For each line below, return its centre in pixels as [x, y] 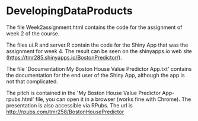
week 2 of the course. [33, 33]
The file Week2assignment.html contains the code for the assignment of [94, 27]
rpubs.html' [20, 99]
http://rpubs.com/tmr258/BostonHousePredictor [65, 112]
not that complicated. [32, 81]
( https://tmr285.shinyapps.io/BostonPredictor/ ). [64, 57]
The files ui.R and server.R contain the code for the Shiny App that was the [97, 45]
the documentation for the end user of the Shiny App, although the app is [95, 75]
